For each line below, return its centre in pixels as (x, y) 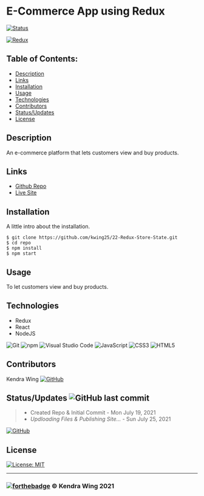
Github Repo (31, 186)
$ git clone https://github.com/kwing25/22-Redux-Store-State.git (92, 238)
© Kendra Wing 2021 (83, 486)
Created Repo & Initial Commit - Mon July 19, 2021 (93, 413)
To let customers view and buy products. (57, 287)
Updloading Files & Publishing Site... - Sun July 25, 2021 (100, 419)
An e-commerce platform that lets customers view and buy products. (93, 153)
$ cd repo (19, 243)
